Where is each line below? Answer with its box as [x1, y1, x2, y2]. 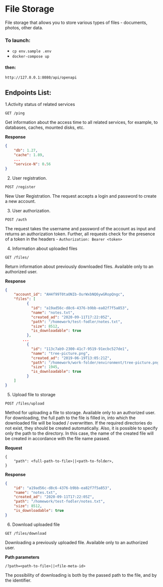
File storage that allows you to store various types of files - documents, [5, 20, 147, 25]
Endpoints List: [5, 88, 52, 97]
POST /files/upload [5, 401, 45, 406]
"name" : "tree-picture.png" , [31, 351, 90, 356]
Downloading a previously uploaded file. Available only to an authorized [5, 539, 148, 545]
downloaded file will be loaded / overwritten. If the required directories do [5, 420, 152, 425]
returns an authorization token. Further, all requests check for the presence [5, 231, 155, 237]
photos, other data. [5, 24, 44, 30]
